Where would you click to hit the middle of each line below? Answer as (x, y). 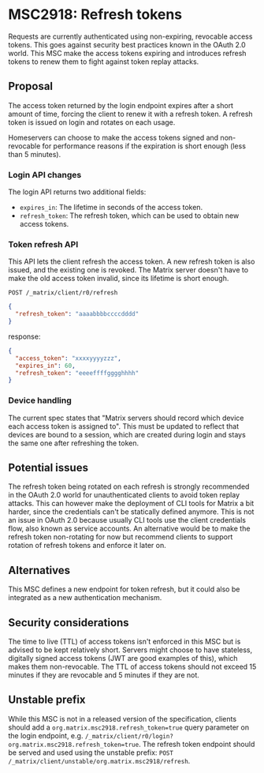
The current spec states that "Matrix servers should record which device (126, 418)
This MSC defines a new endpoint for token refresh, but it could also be (124, 589)
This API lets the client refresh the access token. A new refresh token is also (132, 261)
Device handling (40, 400)
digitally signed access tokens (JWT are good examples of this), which (123, 659)
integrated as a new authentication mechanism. (85, 598)
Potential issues (48, 468)
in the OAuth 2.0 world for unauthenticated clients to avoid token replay (124, 495)
